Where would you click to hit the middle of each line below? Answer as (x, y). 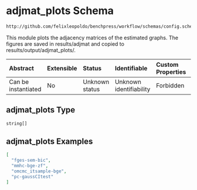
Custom (167, 65)
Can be (19, 82)
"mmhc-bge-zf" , (30, 166)
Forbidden (170, 85)
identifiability (133, 89)
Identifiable (131, 68)
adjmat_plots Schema (60, 11)
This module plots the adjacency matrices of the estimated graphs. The (92, 38)
